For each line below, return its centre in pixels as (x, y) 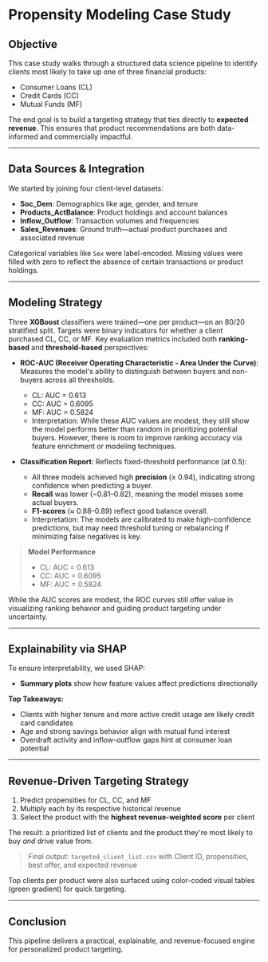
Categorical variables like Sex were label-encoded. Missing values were (126, 253)
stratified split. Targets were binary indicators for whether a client (116, 330)
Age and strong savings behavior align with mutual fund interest (125, 731)
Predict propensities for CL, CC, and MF (85, 800)
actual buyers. (55, 502)
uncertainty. (28, 617)
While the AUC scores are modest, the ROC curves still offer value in (121, 599)
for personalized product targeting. (66, 949)
